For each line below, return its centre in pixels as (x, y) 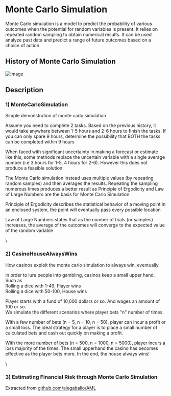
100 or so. (16, 306)
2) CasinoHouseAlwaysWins (41, 254)
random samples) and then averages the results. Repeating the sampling (82, 183)
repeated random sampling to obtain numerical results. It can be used (79, 34)
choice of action (22, 45)
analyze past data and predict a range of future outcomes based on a (78, 40)
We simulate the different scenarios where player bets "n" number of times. (85, 312)
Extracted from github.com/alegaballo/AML (51, 388)
